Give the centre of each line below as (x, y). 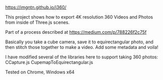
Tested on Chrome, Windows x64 (40, 72)
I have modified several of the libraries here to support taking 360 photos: (82, 57)
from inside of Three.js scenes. (37, 22)
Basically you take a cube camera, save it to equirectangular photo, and (79, 42)
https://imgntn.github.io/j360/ (36, 7)
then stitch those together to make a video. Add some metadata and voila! (82, 47)
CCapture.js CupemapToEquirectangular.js (49, 62)
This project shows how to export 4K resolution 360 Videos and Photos (79, 17)
